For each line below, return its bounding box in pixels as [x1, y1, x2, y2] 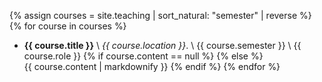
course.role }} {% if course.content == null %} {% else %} [23, 50, 264, 62]
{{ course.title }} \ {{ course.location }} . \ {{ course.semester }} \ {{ [23, 40, 302, 51]
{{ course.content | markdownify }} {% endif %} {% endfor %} [23, 61, 281, 72]
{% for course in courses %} [9, 20, 127, 32]
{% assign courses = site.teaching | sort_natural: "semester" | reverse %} [9, 10, 312, 21]
